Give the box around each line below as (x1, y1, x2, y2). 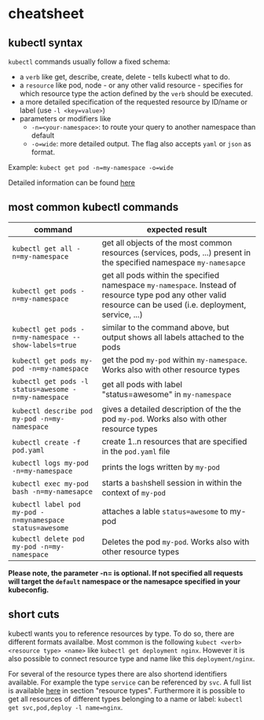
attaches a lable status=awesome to (101, 505, 228, 516)
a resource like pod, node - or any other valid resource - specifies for (19, 80, 244, 90)
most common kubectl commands (8, 201, 179, 214)
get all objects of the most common (101, 237, 233, 248)
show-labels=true (12, 340, 77, 349)
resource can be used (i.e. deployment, (101, 299, 247, 310)
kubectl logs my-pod (12, 458, 89, 467)
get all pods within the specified (101, 269, 220, 280)
